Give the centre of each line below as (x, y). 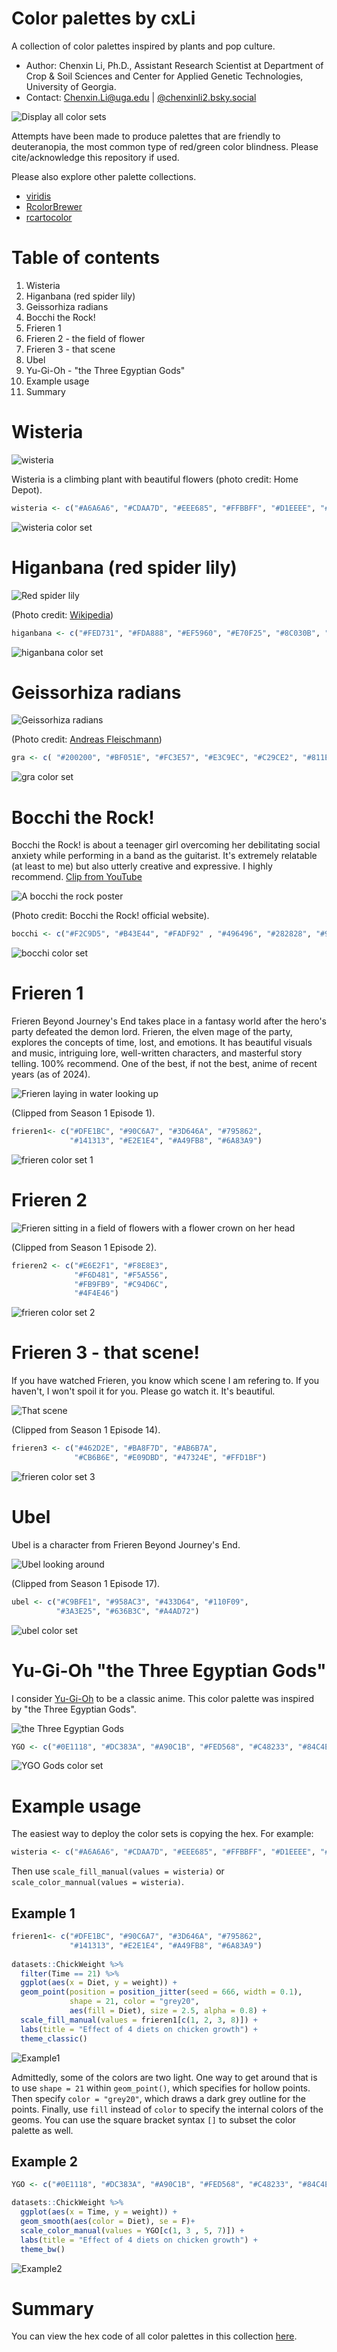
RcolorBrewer (54, 206)
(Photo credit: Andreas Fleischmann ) (87, 739)
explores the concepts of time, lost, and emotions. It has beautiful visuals (162, 1043)
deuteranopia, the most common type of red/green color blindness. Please (165, 146)
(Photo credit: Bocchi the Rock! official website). (110, 916)
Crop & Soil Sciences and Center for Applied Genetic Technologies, (164, 76)
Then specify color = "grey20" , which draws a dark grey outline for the (158, 2098)
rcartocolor (49, 217)
